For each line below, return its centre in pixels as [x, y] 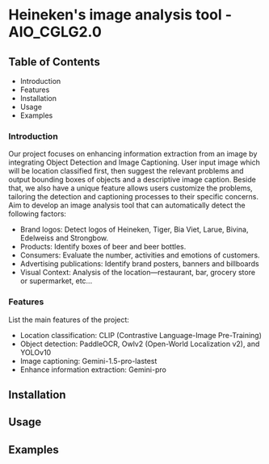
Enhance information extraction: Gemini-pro [93, 370]
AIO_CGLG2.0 [55, 32]
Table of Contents [55, 62]
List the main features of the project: [69, 320]
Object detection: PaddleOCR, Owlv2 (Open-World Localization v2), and [140, 344]
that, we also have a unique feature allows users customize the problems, [130, 188]
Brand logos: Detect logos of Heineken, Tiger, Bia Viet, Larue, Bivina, [134, 230]
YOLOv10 [36, 352]
